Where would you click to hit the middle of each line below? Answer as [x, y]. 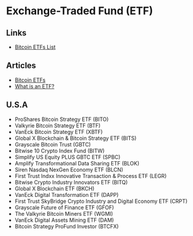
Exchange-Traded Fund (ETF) [80, 11]
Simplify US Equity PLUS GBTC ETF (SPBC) [67, 157]
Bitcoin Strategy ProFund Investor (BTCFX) [67, 226]
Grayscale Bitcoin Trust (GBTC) [53, 144]
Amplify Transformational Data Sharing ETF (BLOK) [77, 163]
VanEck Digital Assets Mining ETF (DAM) [64, 220]
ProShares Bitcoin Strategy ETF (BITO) [62, 119]
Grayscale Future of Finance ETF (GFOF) [64, 207]
